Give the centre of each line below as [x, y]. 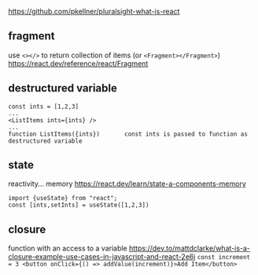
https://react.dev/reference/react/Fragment [78, 63]
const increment [223, 258]
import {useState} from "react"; [63, 199]
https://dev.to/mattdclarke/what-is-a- [189, 248]
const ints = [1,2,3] [44, 106]
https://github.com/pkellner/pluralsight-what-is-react [94, 11]
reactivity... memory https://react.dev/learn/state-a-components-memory [127, 184]
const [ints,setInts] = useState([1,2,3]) [79, 205]
